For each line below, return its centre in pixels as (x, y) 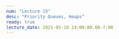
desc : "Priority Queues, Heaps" (45, 17)
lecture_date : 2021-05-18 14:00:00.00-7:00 (60, 27)
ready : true (20, 22)
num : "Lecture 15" (28, 11)
